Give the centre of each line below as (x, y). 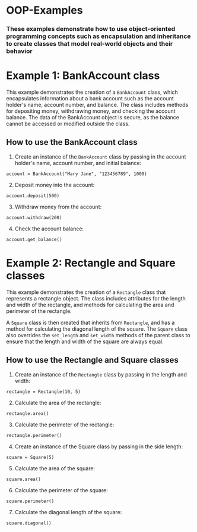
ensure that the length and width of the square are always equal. (85, 341)
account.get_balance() (34, 239)
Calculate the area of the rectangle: (58, 403)
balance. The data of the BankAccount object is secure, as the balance (93, 118)
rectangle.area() (28, 413)
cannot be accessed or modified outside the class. (68, 124)
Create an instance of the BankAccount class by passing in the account (100, 156)
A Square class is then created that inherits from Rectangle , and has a (90, 322)
